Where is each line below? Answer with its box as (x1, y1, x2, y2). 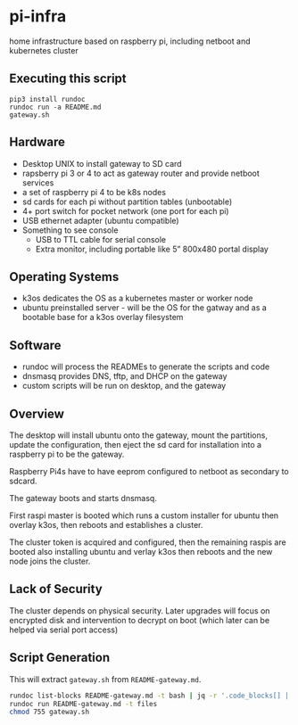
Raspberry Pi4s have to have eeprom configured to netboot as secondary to (9, 466, 289, 476)
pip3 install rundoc (9, 95, 87, 103)
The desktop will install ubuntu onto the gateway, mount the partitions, (9, 430, 268, 441)
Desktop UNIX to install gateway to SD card (21, 158, 182, 169)
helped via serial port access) (9, 624, 119, 635)
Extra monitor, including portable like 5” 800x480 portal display (35, 243, 269, 254)
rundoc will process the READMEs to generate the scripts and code (21, 361, 270, 372)
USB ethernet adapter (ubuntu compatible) (21, 215, 180, 226)
